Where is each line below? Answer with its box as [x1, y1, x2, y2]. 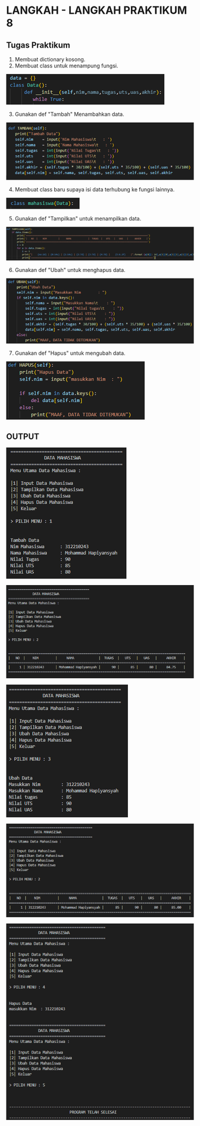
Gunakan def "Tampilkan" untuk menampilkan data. [14, 215, 142, 222]
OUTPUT [6, 431, 40, 441]
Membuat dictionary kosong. [14, 56, 86, 63]
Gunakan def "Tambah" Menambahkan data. [14, 111, 125, 117]
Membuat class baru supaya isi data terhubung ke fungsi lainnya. [14, 185, 175, 193]
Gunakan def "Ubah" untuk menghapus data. [14, 267, 126, 274]
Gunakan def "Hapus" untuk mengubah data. [14, 349, 126, 357]
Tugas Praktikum [6, 40, 70, 50]
